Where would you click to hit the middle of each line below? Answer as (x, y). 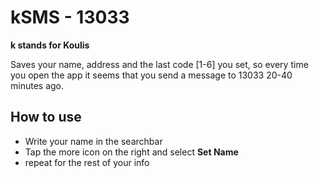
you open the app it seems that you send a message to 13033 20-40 (151, 75)
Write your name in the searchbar (93, 141)
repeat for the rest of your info (87, 162)
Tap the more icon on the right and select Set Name (131, 152)
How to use (46, 117)
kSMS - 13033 (70, 17)
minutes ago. (37, 85)
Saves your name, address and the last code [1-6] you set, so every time (159, 64)
